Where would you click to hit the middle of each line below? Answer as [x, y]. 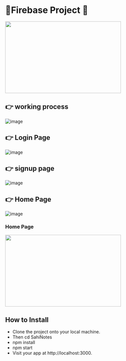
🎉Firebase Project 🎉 [47, 10]
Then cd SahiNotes [32, 337]
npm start [22, 348]
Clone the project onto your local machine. [56, 332]
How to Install [27, 320]
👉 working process [37, 107]
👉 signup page [30, 169]
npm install [24, 343]
